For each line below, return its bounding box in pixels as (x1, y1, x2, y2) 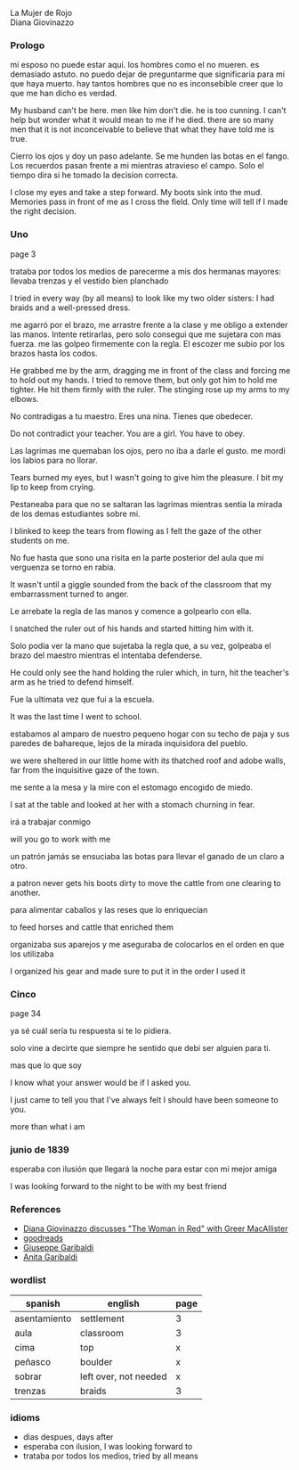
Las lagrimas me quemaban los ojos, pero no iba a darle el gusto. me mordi (10, 445, 286, 456)
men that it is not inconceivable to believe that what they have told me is (10, 124, 275, 135)
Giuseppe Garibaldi (22, 1243, 94, 1253)
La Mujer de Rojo (10, 8, 73, 18)
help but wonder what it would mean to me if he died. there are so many (10, 115, 274, 126)
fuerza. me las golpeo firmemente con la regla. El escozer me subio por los (10, 338, 286, 349)
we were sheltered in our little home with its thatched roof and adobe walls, (10, 755, 287, 766)
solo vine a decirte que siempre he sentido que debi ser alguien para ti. (10, 1042, 271, 1053)
